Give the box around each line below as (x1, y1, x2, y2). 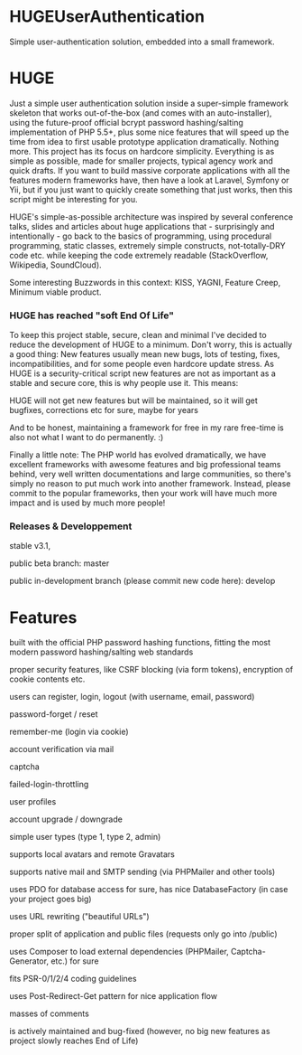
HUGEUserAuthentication (9, 6, 206, 27)
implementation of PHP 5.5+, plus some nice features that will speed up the (9, 127, 289, 137)
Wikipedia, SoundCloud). (9, 259, 102, 270)
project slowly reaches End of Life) (9, 1035, 139, 1046)
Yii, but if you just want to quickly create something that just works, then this (9, 184, 293, 195)
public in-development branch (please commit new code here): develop (9, 576, 276, 587)
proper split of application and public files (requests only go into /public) (9, 928, 278, 939)
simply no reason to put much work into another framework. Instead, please (9, 478, 291, 489)
